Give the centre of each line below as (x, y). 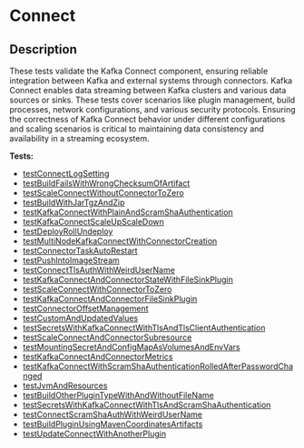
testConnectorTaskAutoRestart (80, 251)
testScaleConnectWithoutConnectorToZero (103, 193)
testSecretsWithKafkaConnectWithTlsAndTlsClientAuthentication (144, 328)
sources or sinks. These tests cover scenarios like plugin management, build (152, 100)
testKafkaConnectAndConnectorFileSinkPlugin (110, 299)
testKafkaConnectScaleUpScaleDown (93, 222)
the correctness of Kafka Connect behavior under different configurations (147, 119)
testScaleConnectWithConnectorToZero (97, 289)
